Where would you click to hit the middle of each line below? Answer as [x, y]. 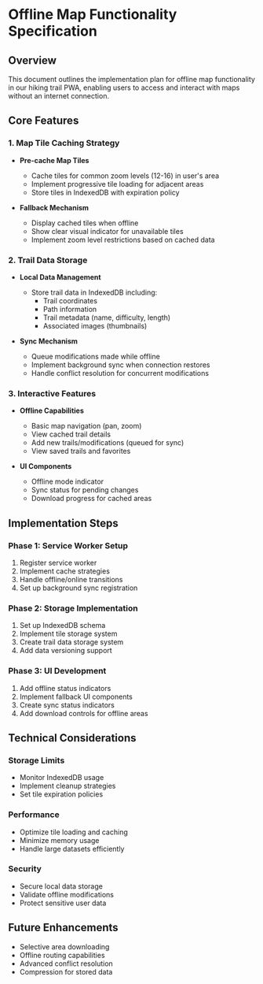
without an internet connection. [59, 96]
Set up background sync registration [79, 588]
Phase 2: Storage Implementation [73, 608]
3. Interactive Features [52, 393]
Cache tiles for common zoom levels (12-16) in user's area [125, 176]
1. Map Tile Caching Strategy [64, 143]
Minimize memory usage [59, 840]
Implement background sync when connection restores [121, 365]
